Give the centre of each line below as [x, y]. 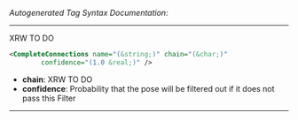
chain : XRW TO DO [57, 79]
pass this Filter [49, 98]
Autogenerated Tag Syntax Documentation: [89, 13]
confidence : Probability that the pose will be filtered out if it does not [148, 88]
